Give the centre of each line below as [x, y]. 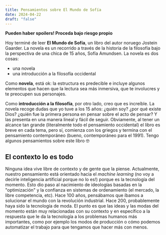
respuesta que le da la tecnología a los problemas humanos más [71, 217]
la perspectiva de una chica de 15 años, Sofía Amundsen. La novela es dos [82, 53]
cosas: [12, 59]
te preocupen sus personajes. [36, 94]
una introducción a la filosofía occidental [54, 74]
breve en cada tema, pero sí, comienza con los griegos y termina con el [79, 130]
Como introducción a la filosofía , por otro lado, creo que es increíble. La [80, 104]
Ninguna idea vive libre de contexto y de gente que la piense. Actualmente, [82, 169]
